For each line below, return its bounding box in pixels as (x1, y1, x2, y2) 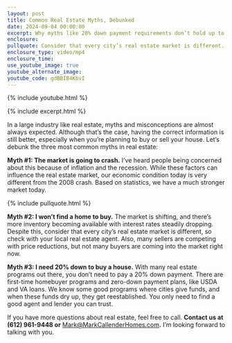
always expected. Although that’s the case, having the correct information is (7, 128, 224, 136)
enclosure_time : (7, 56, 54, 62)
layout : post (7, 10, 45, 17)
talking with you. (7, 328, 54, 337)
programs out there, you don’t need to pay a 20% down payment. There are (7, 270, 224, 278)
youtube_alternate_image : (7, 68, 82, 75)
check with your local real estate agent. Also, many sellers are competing (7, 235, 216, 243)
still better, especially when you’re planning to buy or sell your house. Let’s (7, 135, 220, 144)
